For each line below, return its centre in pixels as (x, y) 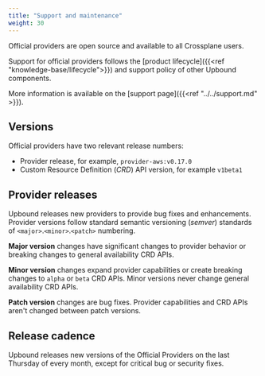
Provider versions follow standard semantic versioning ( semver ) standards (130, 223)
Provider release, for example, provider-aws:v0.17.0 (106, 161)
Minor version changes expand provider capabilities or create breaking (125, 270)
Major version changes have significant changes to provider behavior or (127, 246)
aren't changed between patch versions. (75, 311)
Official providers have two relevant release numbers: (96, 146)
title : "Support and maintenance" (66, 16)
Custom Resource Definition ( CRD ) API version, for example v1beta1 (131, 170)
